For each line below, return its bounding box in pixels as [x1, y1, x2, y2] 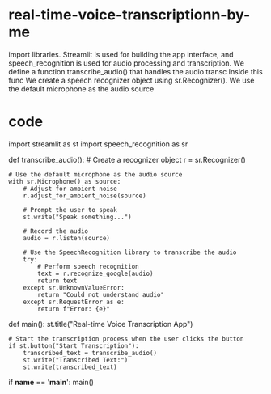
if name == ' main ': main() [8, 377, 95, 387]
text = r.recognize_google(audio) [37, 269, 154, 277]
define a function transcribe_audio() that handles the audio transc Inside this [8, 66, 263, 76]
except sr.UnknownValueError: [23, 283, 125, 292]
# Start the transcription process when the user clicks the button [8, 334, 244, 343]
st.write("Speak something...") [23, 213, 132, 221]
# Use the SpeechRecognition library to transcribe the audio [23, 248, 237, 256]
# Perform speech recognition [37, 262, 139, 270]
